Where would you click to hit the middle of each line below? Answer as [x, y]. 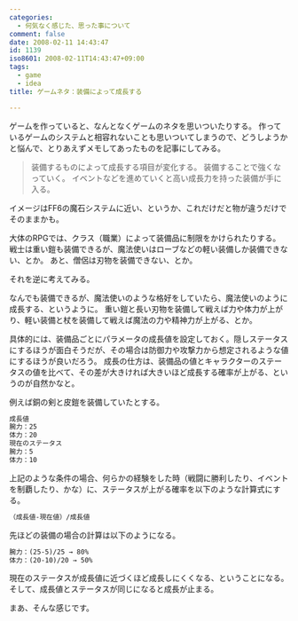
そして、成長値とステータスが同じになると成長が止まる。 [114, 589]
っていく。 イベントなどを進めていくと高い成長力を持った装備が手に [156, 177]
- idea [29, 83]
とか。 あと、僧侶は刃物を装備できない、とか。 [111, 260]
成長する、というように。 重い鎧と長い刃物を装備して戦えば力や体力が [138, 309]
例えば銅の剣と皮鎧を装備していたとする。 [87, 402]
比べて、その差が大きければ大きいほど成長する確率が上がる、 [160, 372]
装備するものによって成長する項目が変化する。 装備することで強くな [156, 167]
